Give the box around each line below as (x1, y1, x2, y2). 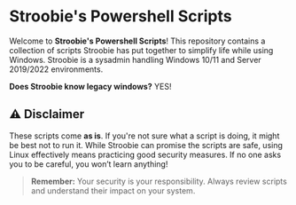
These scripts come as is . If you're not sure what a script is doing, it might (9, 130, 280, 141)
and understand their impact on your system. (30, 185, 196, 196)
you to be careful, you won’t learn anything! (9, 158, 168, 170)
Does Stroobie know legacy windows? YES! (9, 81, 172, 91)
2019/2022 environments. (9, 64, 104, 75)
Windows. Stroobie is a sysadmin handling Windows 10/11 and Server (9, 54, 261, 65)
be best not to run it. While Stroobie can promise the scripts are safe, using (9, 139, 284, 150)
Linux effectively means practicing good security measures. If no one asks (9, 149, 282, 160)
